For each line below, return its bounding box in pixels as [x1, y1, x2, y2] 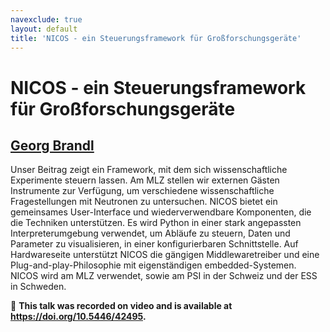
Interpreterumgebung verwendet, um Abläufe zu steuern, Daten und [10, 227, 291, 240]
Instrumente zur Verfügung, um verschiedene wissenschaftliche [10, 185, 275, 197]
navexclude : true [10, 14, 83, 25]
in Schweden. [10, 281, 67, 293]
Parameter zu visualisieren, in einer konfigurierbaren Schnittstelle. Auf [10, 238, 299, 250]
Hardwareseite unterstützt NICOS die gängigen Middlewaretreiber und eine [10, 249, 320, 261]
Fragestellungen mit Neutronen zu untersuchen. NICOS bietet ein [10, 196, 278, 208]
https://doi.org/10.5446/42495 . [10, 311, 147, 323]
